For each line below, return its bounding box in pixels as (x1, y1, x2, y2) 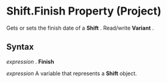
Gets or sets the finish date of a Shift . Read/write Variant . (6, 24, 154, 32)
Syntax (6, 42, 34, 52)
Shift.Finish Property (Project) (6, 4, 162, 18)
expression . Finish (6, 58, 54, 65)
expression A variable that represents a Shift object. (6, 70, 137, 77)
